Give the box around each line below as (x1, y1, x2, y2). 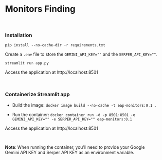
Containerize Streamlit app (5, 91, 70, 98)
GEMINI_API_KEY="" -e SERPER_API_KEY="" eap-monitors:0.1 (12, 117, 132, 121)
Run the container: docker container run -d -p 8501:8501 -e (12, 111, 135, 118)
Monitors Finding (5, 3, 75, 15)
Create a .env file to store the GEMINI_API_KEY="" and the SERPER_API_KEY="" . (5, 51, 158, 57)
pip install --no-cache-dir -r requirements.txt (5, 43, 106, 48)
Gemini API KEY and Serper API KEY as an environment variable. (5, 149, 135, 155)
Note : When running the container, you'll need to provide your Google (5, 144, 145, 150)
